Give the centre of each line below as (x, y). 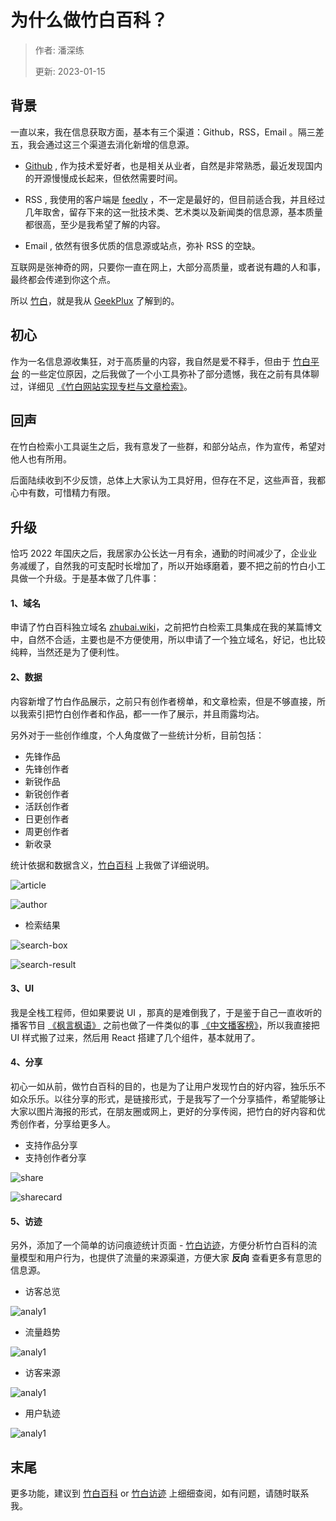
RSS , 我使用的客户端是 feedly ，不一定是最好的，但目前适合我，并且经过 (175, 199)
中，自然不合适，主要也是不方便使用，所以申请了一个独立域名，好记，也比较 (168, 640)
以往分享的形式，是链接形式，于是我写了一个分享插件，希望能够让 (189, 1099)
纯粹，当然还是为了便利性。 (67, 652)
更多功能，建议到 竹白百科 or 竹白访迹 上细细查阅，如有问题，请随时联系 (160, 1493)
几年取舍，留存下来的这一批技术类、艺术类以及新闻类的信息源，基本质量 (173, 212)
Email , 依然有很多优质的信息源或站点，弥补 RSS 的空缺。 (142, 245)
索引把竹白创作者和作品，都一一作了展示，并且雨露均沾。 (146, 713)
